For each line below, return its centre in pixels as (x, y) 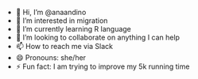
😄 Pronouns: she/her (50, 58)
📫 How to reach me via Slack (64, 46)
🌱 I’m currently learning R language (73, 29)
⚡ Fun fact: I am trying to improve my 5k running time (103, 66)
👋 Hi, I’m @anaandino (51, 12)
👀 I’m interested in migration (62, 21)
